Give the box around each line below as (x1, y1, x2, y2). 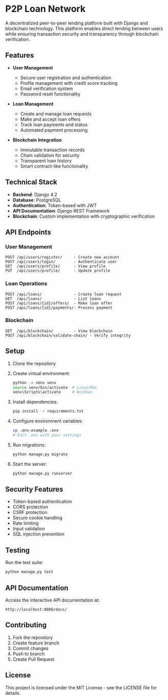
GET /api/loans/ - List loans (5, 296, 101, 301)
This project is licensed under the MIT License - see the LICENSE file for (5, 684, 157, 690)
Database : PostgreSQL (12, 197, 62, 203)
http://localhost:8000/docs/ (5, 606, 67, 612)
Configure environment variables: (12, 418, 83, 424)
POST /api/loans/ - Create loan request (5, 292, 122, 297)
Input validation (12, 526, 45, 532)
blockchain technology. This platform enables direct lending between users (5, 25, 163, 31)
